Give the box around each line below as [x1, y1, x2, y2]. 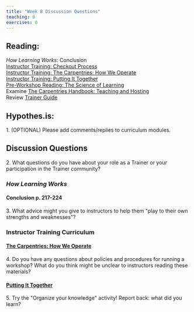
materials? [6, 268, 31, 275]
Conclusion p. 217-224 [6, 194, 63, 201]
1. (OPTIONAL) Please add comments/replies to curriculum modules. [6, 126, 171, 133]
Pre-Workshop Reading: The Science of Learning [6, 81, 124, 88]
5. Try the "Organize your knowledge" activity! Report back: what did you [6, 294, 182, 301]
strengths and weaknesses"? [6, 213, 76, 220]
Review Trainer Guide [6, 94, 58, 101]
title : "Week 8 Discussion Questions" [6, 8, 101, 15]
